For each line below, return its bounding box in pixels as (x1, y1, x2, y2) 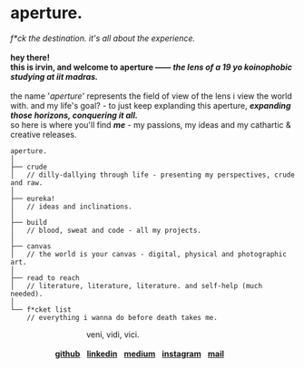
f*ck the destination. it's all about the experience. (10, 33, 196, 44)
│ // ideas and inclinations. (10, 202, 132, 211)
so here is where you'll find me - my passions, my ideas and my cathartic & (10, 119, 291, 130)
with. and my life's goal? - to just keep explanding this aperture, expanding (10, 100, 291, 111)
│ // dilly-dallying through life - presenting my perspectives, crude (10, 170, 296, 179)
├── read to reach (10, 273, 80, 283)
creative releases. (10, 129, 77, 140)
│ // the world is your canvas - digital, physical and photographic (10, 249, 287, 258)
